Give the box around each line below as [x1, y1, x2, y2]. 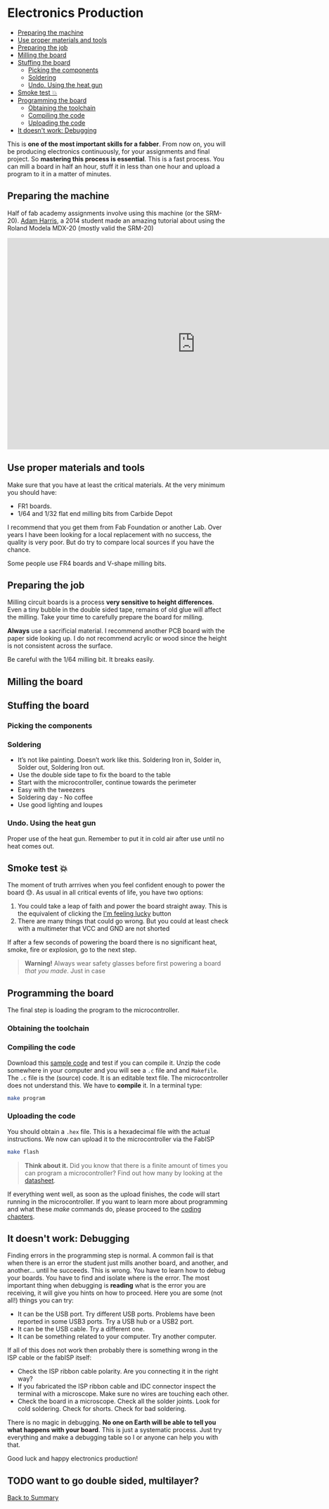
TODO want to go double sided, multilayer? [7, 1474, 199, 1486]
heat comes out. [7, 842, 55, 850]
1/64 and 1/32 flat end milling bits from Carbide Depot [17, 509, 173, 517]
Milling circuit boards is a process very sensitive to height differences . [7, 598, 214, 607]
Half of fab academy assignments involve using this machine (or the [7, 209, 205, 217]
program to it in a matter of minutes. [7, 169, 112, 178]
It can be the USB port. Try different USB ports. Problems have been [17, 1310, 216, 1319]
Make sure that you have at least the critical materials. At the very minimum [7, 481, 225, 489]
